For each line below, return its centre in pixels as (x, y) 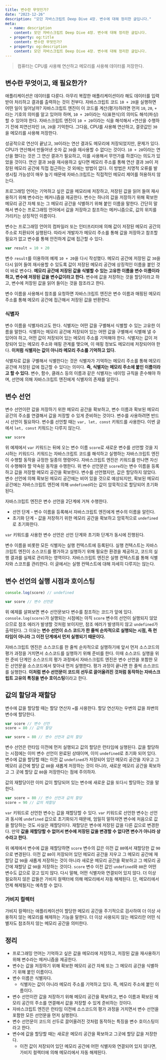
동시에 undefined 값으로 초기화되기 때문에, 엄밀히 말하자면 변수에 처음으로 (82, 819)
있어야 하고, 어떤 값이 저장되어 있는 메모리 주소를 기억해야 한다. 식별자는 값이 (79, 338)
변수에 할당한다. (21, 714)
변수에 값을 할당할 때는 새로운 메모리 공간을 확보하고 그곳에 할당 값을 (78, 1034)
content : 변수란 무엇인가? (38, 42)
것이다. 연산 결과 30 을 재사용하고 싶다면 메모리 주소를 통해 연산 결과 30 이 (84, 162)
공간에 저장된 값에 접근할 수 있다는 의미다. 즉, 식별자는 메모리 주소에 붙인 (75, 367)
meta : (11, 24)
